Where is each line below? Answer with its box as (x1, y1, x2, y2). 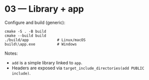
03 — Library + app (4, 3, 84, 15)
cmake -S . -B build (4, 29, 47, 34)
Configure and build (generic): (4, 20, 65, 25)
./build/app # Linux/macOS (4, 38, 86, 42)
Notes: (4, 50, 18, 56)
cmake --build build (4, 33, 47, 38)
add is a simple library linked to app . (11, 60, 83, 65)
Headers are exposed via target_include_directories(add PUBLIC (11, 65, 145, 71)
